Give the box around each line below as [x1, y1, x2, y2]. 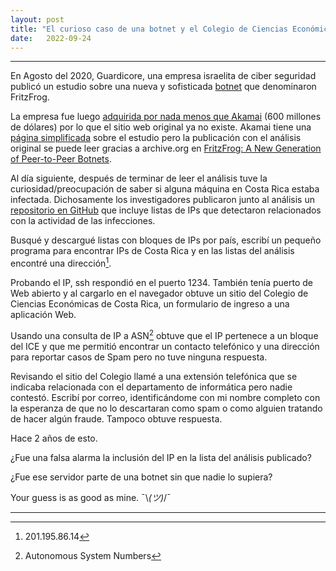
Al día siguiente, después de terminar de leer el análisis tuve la [10, 172, 268, 185]
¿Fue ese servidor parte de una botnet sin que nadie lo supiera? [10, 471, 273, 483]
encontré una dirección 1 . [10, 256, 112, 270]
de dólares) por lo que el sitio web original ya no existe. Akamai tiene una [10, 121, 312, 133]
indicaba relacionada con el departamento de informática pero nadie [10, 381, 293, 393]
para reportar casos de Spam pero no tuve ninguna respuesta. [10, 351, 268, 363]
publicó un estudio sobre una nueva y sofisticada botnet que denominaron [10, 81, 317, 93]
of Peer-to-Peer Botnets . [10, 153, 112, 165]
